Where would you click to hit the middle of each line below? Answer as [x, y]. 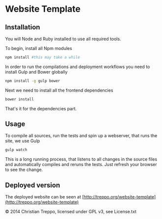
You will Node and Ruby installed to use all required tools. [63, 39]
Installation [23, 27]
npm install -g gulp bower [33, 81]
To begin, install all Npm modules [39, 48]
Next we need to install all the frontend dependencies [59, 90]
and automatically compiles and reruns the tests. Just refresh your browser [81, 165]
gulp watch [16, 150]
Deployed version [33, 185]
